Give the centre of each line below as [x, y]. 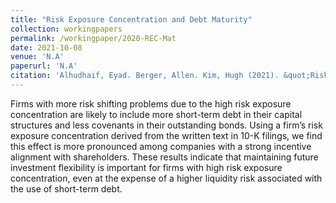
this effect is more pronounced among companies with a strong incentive [161, 146]
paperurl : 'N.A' [44, 66]
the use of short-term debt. [66, 188]
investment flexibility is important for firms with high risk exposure [146, 167]
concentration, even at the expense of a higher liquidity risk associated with [166, 178]
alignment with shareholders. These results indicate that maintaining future [164, 157]
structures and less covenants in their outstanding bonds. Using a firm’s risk [166, 125]
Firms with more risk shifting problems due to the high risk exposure [151, 103]
